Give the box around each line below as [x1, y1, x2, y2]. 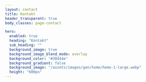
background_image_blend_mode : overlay [9, 52, 88, 56]
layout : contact [5, 7, 38, 12]
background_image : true [9, 47, 57, 52]
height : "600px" [9, 69, 42, 75]
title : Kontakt [5, 12, 36, 16]
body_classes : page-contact [5, 20, 62, 26]
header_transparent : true [5, 16, 57, 21]
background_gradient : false [9, 61, 66, 66]
